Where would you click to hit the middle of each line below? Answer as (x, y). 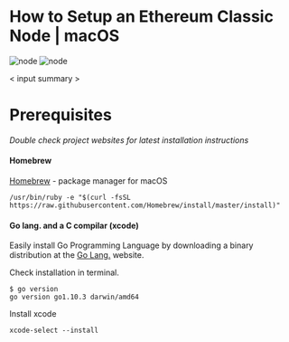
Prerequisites (61, 115)
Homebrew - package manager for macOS (89, 181)
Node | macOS (65, 36)
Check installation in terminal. (64, 272)
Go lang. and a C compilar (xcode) (74, 225)
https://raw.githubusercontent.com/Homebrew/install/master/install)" (145, 205)
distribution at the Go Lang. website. (77, 255)
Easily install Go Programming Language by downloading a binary (131, 245)
